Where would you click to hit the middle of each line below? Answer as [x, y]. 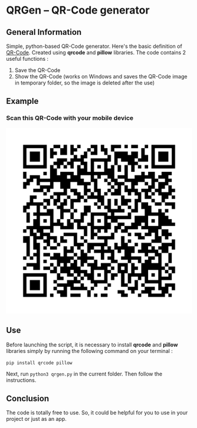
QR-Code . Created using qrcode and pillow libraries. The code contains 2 [96, 53]
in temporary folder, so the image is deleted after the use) [85, 83]
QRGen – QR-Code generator [78, 10]
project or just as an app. [36, 419]
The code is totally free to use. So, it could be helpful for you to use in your [97, 413]
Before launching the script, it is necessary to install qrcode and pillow [92, 344]
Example [22, 101]
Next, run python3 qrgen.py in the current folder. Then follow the [84, 374]
